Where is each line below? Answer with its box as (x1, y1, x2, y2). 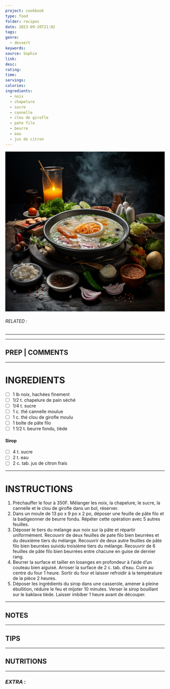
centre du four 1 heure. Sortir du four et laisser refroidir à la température (12, 570, 163, 576)
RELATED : (5, 318, 28, 324)
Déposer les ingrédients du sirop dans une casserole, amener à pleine (12, 581, 159, 587)
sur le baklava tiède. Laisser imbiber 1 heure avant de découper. (12, 592, 146, 598)
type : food (5, 13, 28, 19)
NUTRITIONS (5, 657, 47, 666)
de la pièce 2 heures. (12, 575, 57, 581)
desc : (5, 61, 17, 67)
